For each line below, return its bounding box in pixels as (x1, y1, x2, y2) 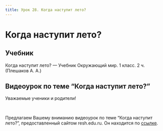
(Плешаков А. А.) (5, 67, 42, 73)
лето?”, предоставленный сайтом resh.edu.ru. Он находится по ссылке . (5, 120, 158, 126)
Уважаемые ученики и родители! (5, 95, 76, 101)
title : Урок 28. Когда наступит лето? (5, 7, 86, 13)
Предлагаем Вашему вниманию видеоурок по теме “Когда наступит (5, 115, 153, 121)
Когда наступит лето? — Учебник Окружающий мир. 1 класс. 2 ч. (5, 62, 145, 68)
